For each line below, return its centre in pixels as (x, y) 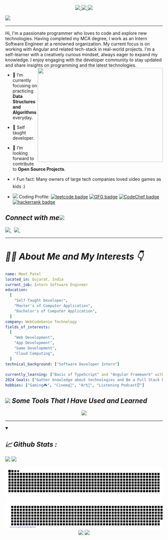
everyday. (23, 118)
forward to (23, 158)
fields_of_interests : (28, 327)
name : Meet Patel (23, 274)
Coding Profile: (34, 197)
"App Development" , (34, 343)
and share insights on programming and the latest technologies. (71, 65)
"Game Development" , (35, 348)
